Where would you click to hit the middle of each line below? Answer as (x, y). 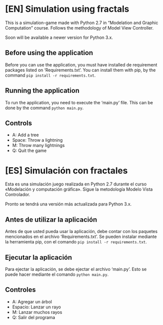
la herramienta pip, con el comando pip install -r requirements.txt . (76, 242)
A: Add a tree (25, 135)
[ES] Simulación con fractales (67, 170)
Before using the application (49, 53)
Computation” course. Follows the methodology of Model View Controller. (80, 28)
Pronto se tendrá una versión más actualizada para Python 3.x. (69, 204)
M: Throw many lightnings (38, 146)
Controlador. (18, 195)
